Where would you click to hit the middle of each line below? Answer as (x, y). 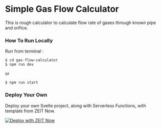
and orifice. (17, 27)
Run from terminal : (24, 51)
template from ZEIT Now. (30, 111)
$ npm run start (22, 83)
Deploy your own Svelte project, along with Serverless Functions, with (76, 105)
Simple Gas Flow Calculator (62, 9)
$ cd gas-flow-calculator (31, 60)
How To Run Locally (29, 40)
